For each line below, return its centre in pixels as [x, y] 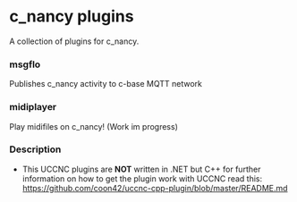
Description [35, 149]
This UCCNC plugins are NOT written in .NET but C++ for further [141, 169]
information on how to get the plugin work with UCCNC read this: [142, 178]
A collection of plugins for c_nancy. [74, 41]
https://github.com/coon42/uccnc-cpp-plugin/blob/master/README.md [155, 188]
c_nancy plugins [72, 17]
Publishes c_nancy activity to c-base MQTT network [106, 84]
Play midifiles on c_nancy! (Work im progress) [94, 126]
